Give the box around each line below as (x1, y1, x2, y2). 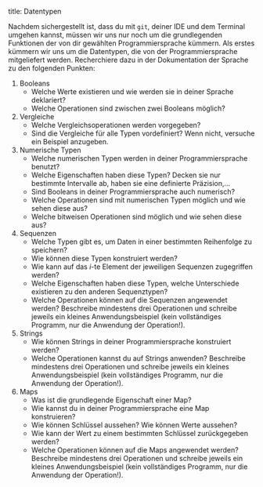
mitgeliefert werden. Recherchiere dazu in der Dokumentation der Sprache (8, 55, 249, 64)
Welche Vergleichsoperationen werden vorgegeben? (31, 121, 201, 129)
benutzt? (31, 162, 60, 171)
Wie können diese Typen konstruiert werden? (31, 254, 178, 263)
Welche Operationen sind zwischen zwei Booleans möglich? (31, 104, 225, 113)
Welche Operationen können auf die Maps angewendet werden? (31, 445, 239, 454)
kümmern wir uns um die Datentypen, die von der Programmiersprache (8, 47, 238, 56)
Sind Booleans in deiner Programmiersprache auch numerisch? (31, 187, 236, 196)
